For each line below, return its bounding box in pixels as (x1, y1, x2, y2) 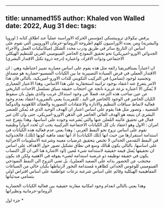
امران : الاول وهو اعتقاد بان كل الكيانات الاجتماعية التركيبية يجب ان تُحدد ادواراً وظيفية (5, 121, 159, 127)
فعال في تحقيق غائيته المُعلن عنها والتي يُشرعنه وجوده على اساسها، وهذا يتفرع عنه (5, 116, 154, 122)
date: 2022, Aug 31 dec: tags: (5, 22, 97, 30)
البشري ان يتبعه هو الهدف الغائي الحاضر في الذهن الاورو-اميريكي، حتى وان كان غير (5, 111, 155, 117)
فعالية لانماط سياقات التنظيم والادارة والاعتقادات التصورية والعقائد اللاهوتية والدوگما (5, 101, 155, 107)
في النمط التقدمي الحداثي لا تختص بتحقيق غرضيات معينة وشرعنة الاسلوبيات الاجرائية (5, 137, 159, 143)
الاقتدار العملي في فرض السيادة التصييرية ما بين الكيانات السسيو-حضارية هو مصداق (5, 70, 156, 76)
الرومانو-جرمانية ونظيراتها (5, 188, 53, 193)
